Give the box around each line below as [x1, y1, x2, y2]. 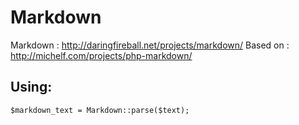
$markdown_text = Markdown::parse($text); [10, 105, 190, 115]
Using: [10, 79, 53, 96]
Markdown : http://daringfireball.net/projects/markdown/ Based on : [10, 39, 290, 51]
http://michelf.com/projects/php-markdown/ [10, 49, 193, 61]
